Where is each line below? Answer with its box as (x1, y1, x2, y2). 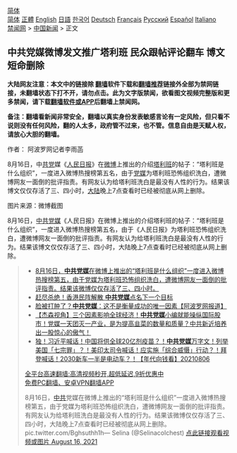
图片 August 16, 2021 (37, 437, 97, 445)
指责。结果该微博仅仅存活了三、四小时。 (41, 284, 159, 292)
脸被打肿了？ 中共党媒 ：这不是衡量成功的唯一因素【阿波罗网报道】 (35, 302, 227, 310)
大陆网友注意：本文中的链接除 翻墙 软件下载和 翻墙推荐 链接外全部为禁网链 (7, 80, 219, 88)
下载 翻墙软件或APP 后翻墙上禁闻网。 (37, 97, 144, 106)
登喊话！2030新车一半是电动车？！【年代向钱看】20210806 (35, 354, 210, 363)
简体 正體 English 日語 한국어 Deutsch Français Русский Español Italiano (7, 15, 217, 23)
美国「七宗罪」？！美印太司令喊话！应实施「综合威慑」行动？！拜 (35, 345, 227, 354)
